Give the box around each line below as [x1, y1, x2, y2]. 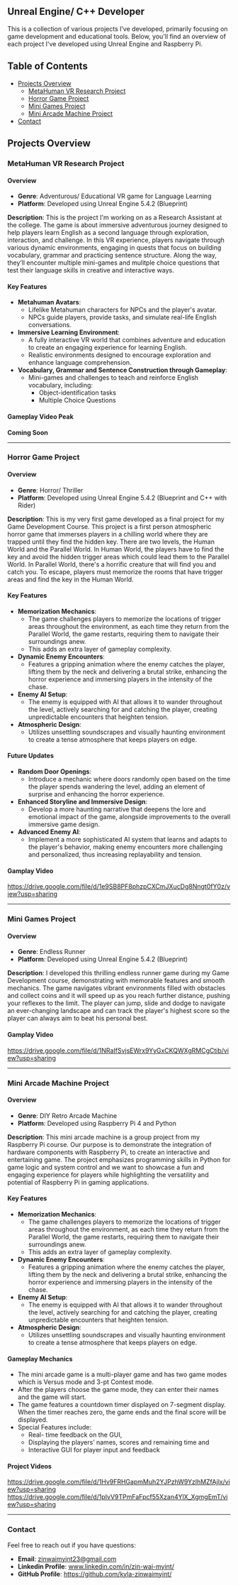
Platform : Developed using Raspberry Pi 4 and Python [17, 1119, 177, 1127]
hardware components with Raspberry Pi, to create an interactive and [7, 1148, 210, 1156]
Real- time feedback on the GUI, [28, 1430, 123, 1439]
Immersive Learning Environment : [17, 328, 120, 336]
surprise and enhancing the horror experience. [28, 790, 165, 799]
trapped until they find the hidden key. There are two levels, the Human [7, 537, 215, 546]
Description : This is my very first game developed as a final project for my [7, 515, 225, 523]
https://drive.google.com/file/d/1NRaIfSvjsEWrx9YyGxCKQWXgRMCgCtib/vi [7, 1046, 229, 1055]
